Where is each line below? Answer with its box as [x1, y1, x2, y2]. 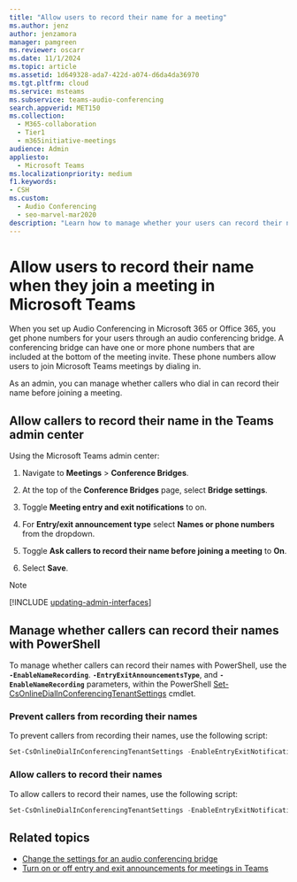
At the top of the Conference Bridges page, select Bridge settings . [21, 485, 268, 495]
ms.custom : [9, 194, 49, 203]
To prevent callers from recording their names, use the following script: [9, 731, 268, 741]
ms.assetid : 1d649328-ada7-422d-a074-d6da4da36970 [9, 71, 200, 80]
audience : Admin [9, 144, 69, 153]
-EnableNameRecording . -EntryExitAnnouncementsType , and [9, 670, 218, 680]
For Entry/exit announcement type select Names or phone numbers [21, 519, 275, 530]
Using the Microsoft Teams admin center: [9, 450, 160, 461]
